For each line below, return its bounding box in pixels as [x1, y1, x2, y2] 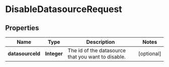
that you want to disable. [67, 53, 126, 60]
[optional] [138, 50, 161, 57]
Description [86, 39, 115, 45]
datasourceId [8, 50, 40, 57]
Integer [45, 50, 63, 57]
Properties [5, 24, 39, 32]
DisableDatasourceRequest [5, 4, 122, 15]
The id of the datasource [67, 47, 126, 54]
